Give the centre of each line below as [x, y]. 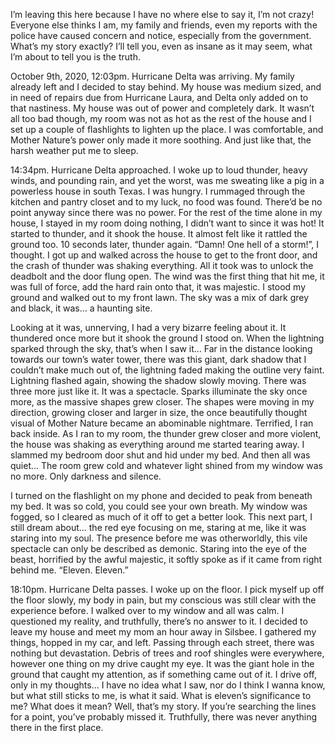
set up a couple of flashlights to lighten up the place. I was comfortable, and [167, 129]
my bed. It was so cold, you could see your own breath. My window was [159, 506]
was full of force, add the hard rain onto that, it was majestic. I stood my [158, 287]
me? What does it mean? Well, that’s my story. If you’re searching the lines [163, 706]
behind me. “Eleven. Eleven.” [69, 570]
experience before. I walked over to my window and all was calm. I [147, 610]
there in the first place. [57, 727]
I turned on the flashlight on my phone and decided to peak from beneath [161, 495]
